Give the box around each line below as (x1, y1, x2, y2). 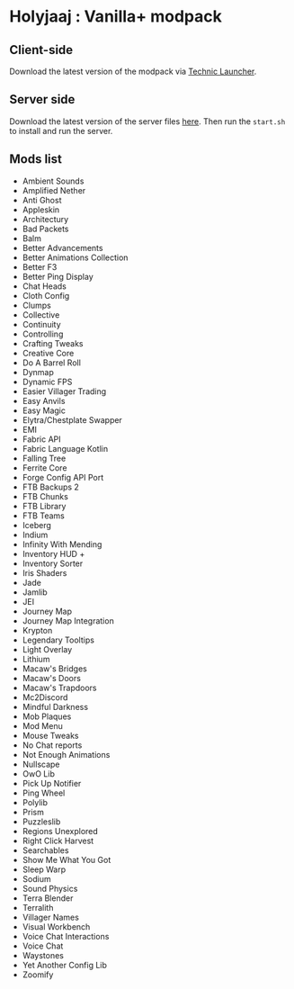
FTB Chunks (22, 490, 69, 501)
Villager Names (22, 912, 79, 922)
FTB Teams (22, 510, 65, 521)
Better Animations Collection (22, 252, 129, 263)
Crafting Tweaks (22, 337, 84, 348)
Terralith (22, 902, 54, 913)
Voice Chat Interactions (22, 931, 110, 941)
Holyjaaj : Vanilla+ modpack (9, 6, 222, 27)
